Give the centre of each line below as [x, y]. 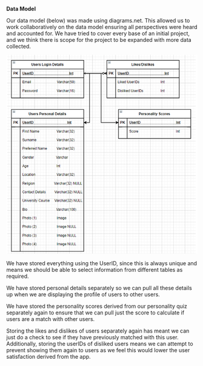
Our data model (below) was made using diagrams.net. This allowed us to [98, 20]
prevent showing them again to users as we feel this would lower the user [98, 350]
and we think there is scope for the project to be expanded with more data [99, 40]
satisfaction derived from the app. [48, 357]
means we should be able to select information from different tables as [95, 270]
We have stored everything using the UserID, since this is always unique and [102, 263]
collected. [19, 46]
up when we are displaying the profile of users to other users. [83, 294]
